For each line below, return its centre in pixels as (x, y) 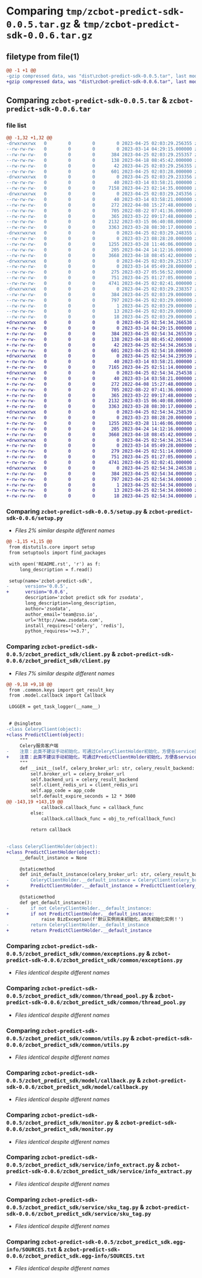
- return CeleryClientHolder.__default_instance (78, 925)
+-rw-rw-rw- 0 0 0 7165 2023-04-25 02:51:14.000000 (99, 368)
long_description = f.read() (56, 569)
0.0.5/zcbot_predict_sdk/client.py (58, 655)
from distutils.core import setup (52, 547)
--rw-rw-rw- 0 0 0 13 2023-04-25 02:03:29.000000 (99, 311)
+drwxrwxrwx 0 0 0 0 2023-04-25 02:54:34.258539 (99, 412)
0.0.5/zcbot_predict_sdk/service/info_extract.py (80, 1165)
